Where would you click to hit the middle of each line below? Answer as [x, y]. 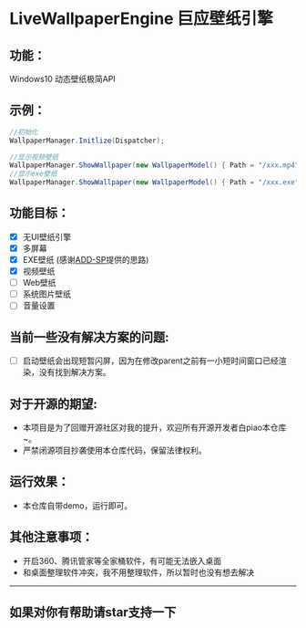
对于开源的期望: [54, 404]
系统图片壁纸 [46, 294]
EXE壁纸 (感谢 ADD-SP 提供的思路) [86, 260]
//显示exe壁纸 [33, 174]
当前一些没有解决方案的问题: [90, 337]
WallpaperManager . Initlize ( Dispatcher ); [87, 141]
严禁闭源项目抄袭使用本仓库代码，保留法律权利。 [114, 450]
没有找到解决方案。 [75, 372]
